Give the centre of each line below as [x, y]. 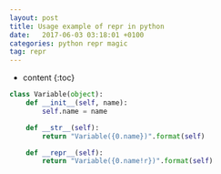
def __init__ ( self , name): [77, 103]
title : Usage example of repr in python [87, 26]
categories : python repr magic [69, 43]
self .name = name [75, 111]
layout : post [34, 18]
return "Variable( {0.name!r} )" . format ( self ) [128, 161]
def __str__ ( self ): [63, 128]
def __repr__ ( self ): [65, 153]
